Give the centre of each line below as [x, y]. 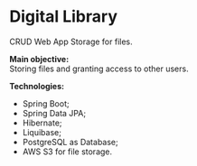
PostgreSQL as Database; [70, 142]
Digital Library [63, 17]
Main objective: [39, 59]
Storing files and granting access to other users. [99, 69]
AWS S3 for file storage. [67, 152]
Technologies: [37, 86]
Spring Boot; [46, 103]
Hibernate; [42, 123]
